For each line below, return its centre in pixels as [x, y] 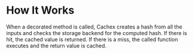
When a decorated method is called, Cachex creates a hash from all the [94, 27]
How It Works [40, 10]
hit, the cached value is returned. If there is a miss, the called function [92, 39]
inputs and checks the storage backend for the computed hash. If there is [96, 33]
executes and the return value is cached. [56, 46]
